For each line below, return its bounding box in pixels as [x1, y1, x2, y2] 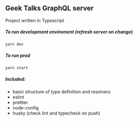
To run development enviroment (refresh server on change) [5, 29, 133, 35]
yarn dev [5, 41, 24, 47]
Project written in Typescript [5, 17, 64, 23]
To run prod [5, 52, 30, 58]
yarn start [5, 65, 28, 70]
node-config [12, 105, 39, 111]
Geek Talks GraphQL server [5, 4, 94, 13]
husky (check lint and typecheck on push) [12, 110, 101, 116]
